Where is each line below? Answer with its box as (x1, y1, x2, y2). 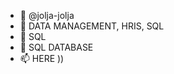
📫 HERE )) (19, 53, 65, 64)
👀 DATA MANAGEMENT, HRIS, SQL (19, 20, 165, 32)
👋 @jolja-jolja (19, 10, 75, 21)
